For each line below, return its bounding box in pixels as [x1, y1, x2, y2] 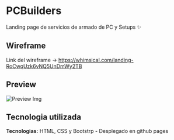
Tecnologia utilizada [6, 112, 82, 122]
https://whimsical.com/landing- [58, 56, 134, 63]
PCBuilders [6, 4, 62, 18]
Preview [6, 80, 37, 90]
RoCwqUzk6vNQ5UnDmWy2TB [6, 63, 82, 70]
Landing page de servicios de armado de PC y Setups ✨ [6, 23, 142, 30]
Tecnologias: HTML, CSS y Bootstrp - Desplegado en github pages [6, 128, 169, 135]
